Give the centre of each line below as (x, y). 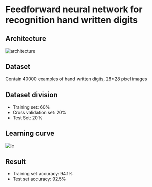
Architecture (26, 39)
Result (16, 161)
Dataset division (31, 95)
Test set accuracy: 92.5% (39, 179)
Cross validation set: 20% (40, 112)
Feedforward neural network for (74, 9)
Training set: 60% (31, 107)
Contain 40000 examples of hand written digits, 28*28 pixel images (77, 79)
